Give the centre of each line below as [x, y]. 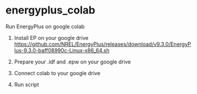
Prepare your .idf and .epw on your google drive [72, 62]
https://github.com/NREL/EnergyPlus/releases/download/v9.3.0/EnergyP [102, 44]
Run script [27, 84]
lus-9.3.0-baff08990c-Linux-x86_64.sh [62, 50]
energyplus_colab [50, 10]
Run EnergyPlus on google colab [45, 26]
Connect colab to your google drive [57, 73]
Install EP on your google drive [51, 38]
